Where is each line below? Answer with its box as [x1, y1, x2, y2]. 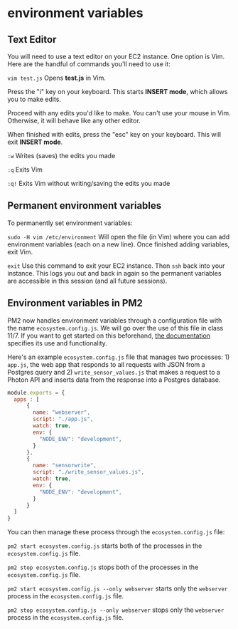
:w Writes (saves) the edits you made [7, 152, 116, 160]
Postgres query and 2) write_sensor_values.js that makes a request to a [7, 368, 220, 376]
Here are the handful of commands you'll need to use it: [7, 60, 171, 68]
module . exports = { [7, 389, 65, 396]
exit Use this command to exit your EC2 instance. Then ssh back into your [7, 261, 225, 270]
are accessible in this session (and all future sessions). [7, 276, 168, 285]
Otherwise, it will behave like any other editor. [7, 116, 141, 125]
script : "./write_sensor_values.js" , [33, 469, 144, 476]
